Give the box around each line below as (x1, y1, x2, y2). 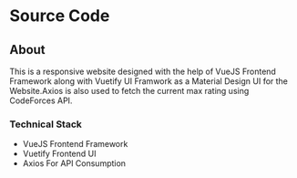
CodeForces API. (9, 95, 73, 106)
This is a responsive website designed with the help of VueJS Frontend (9, 66, 276, 77)
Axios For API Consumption (22, 158, 126, 169)
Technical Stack (9, 118, 82, 131)
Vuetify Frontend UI (22, 148, 97, 160)
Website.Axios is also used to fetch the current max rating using (9, 86, 250, 96)
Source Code (9, 5, 110, 26)
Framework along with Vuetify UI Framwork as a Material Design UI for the (9, 76, 289, 87)
